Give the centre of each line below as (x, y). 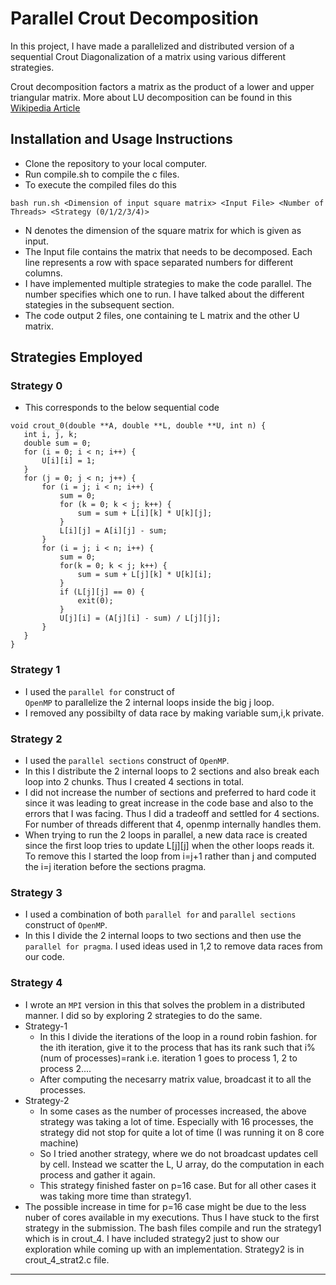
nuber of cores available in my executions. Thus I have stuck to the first (172, 1217)
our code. (44, 957)
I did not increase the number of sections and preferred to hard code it (170, 793)
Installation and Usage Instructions (121, 139)
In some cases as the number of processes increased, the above (173, 1111)
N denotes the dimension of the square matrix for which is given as (163, 230)
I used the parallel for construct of (99, 691)
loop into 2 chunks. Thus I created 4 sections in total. (134, 782)
